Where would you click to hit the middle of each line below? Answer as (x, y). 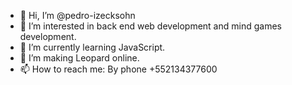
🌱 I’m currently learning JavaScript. (92, 47)
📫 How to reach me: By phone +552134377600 (118, 69)
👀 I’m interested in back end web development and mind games (150, 26)
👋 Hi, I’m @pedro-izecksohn (77, 15)
